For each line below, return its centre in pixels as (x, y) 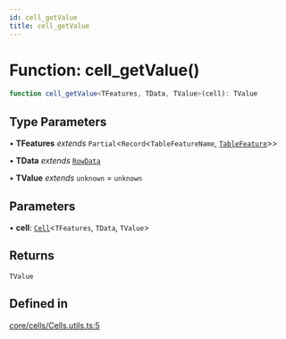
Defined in (39, 304)
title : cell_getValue (50, 26)
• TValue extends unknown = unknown (76, 178)
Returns (32, 256)
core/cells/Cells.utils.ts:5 (55, 325)
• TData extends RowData (55, 161)
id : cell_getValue (43, 17)
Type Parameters (58, 122)
